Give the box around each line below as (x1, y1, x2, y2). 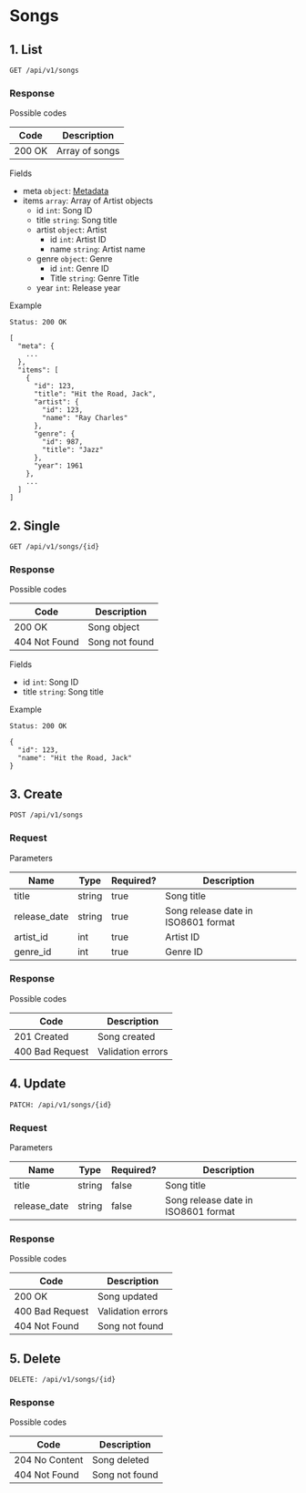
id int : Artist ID (49, 234, 107, 245)
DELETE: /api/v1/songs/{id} (9, 1375, 117, 1385)
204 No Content (14, 1454, 84, 1467)
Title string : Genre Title (49, 273, 139, 283)
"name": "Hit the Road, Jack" (17, 754, 132, 763)
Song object (87, 621, 140, 633)
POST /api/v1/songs (9, 810, 84, 820)
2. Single (9, 518, 61, 533)
